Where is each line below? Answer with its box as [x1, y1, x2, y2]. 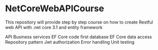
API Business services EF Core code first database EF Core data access [5, 34, 152, 40]
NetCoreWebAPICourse [5, 3, 105, 14]
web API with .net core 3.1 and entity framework [5, 24, 103, 30]
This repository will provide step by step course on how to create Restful [5, 19, 154, 25]
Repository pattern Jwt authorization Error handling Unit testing [5, 39, 135, 45]
